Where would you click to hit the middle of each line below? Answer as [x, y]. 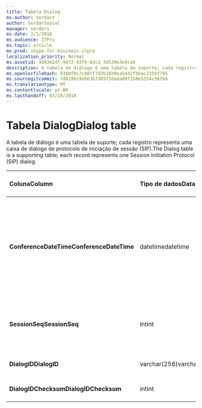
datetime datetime [164, 246]
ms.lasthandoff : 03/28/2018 [41, 96]
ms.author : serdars [31, 17]
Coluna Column [31, 184]
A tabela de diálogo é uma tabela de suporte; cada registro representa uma [99, 142]
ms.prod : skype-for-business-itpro [51, 51]
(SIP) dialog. [22, 161]
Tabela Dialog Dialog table [71, 125]
